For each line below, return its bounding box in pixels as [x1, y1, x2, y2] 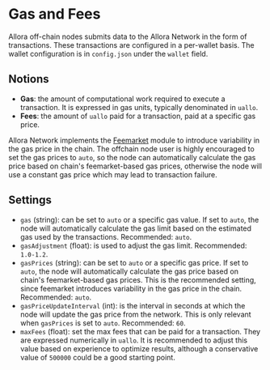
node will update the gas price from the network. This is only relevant [19, 309, 252, 319]
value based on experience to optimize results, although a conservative [19, 343, 259, 353]
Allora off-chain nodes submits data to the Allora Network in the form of [8, 32, 248, 41]
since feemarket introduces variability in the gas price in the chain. [19, 283, 243, 293]
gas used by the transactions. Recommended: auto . [19, 232, 192, 241]
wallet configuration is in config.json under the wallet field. [8, 49, 209, 58]
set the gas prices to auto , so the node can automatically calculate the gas [8, 152, 256, 162]
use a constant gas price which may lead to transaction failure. [8, 169, 217, 179]
